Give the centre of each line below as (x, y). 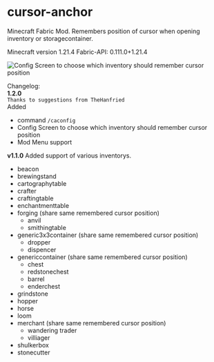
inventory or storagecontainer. (50, 38)
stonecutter (33, 352)
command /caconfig (46, 120)
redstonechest (48, 271)
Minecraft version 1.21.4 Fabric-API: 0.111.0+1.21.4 (77, 52)
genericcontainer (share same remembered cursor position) (102, 257)
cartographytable (42, 183)
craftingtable (35, 198)
